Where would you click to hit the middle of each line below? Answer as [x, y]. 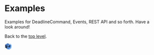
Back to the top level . [26, 36]
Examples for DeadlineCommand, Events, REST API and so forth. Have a [77, 22]
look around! [17, 27]
